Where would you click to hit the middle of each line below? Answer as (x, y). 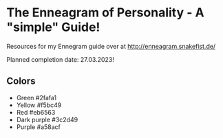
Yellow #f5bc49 (39, 105)
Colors (21, 81)
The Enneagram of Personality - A (105, 13)
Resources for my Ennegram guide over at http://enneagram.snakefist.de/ (111, 46)
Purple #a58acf (39, 127)
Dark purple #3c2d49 (47, 119)
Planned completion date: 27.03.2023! (60, 59)
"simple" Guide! (53, 27)
